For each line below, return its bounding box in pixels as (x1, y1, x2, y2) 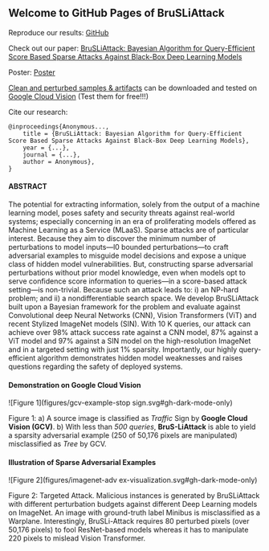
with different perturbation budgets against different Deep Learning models (8, 500, 258, 509)
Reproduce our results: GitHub (8, 27, 109, 37)
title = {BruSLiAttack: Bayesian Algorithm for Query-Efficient (22, 129, 243, 137)
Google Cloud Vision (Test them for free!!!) (8, 92, 149, 101)
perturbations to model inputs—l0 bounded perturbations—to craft (8, 243, 229, 252)
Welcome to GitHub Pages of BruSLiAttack (8, 6, 225, 20)
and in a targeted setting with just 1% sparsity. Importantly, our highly (8, 345, 238, 354)
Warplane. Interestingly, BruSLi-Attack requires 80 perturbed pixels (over (8, 516, 250, 526)
